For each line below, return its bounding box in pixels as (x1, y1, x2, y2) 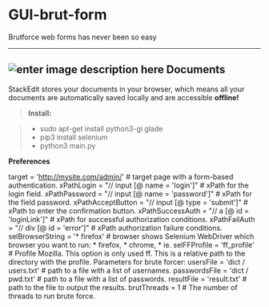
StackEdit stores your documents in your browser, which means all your (8, 84, 245, 94)
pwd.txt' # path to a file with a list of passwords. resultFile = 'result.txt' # (8, 274, 247, 284)
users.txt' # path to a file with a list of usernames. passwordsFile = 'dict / (8, 265, 249, 275)
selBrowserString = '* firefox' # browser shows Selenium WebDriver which (8, 231, 255, 241)
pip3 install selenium (39, 132, 108, 142)
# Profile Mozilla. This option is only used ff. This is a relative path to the (8, 248, 246, 258)
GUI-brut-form (8, 6, 107, 24)
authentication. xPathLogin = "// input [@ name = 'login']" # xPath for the (8, 180, 250, 190)
